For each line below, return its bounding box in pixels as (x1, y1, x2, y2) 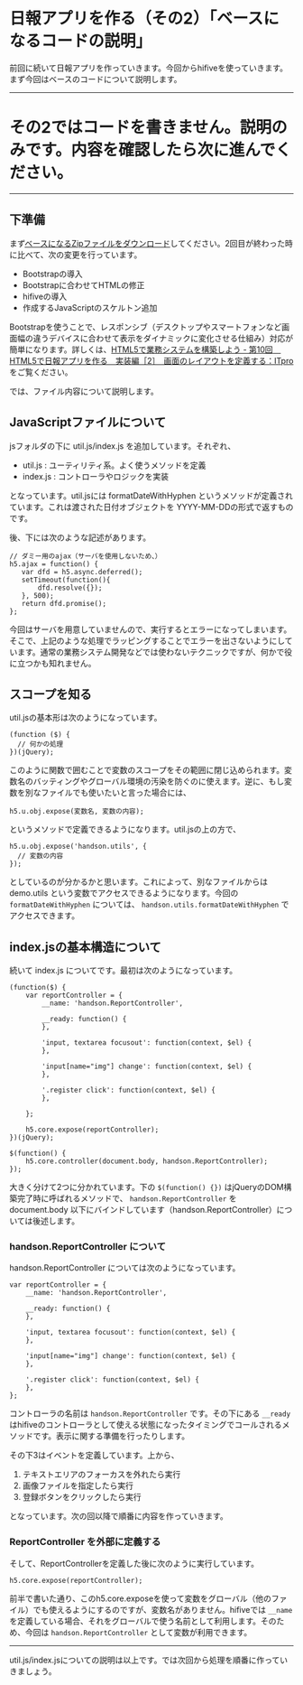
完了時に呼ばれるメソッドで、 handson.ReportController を (16, 1193, 237, 1204)
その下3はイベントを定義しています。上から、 (9, 1450, 179, 1461)
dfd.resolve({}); (37, 583, 103, 592)
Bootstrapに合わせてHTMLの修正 (22, 279, 145, 290)
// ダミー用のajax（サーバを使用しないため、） (9, 552, 162, 561)
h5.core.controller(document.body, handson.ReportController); (25, 1157, 269, 1166)
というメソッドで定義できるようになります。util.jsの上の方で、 (9, 824, 242, 835)
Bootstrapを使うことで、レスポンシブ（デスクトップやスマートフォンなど (9, 321, 282, 332)
